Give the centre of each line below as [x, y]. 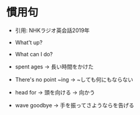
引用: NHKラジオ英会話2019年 [52, 30]
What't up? [29, 42]
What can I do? [34, 54]
